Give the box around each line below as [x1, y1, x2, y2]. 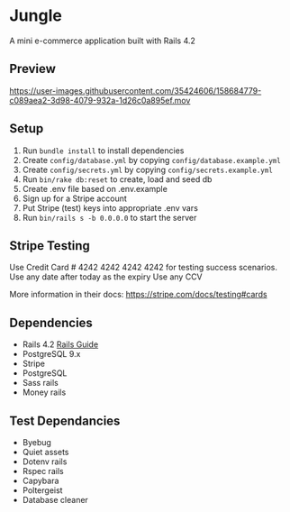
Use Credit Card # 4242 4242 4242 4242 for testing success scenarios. [9, 262, 277, 273]
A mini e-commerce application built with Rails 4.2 [9, 35, 196, 46]
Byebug [22, 437, 52, 447]
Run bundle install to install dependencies [22, 145, 185, 156]
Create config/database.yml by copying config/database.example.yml [22, 154, 281, 165]
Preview [9, 61, 57, 77]
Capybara [22, 475, 59, 486]
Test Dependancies [9, 413, 121, 428]
